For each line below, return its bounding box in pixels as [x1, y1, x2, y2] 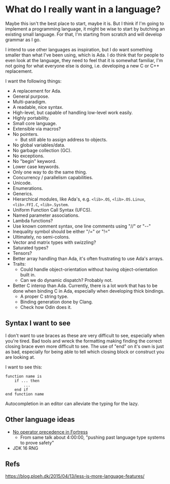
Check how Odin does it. [20, 304, 72, 310]
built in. [20, 271, 36, 278]
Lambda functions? [12, 217, 53, 223]
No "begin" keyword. [12, 158, 57, 164]
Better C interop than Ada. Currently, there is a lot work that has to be [12, 282, 158, 289]
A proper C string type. [20, 293, 69, 299]
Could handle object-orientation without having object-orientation [20, 266, 158, 272]
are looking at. [5, 354, 36, 360]
